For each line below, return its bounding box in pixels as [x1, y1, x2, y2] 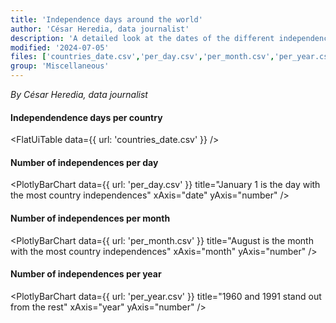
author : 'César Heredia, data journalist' [10, 24, 190, 34]
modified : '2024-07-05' [10, 42, 110, 53]
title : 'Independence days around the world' [10, 14, 203, 25]
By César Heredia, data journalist [10, 89, 148, 100]
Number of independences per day [10, 156, 159, 168]
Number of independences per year [10, 268, 162, 280]
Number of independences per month [10, 212, 171, 224]
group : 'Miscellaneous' [10, 61, 110, 71]
